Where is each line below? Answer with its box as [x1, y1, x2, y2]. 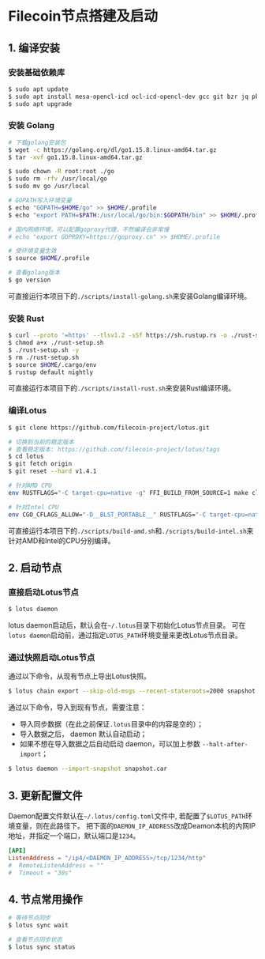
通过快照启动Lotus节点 [8, 652, 95, 663]
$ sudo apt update [8, 85, 69, 93]
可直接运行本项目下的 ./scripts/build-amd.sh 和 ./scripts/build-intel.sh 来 [8, 526, 254, 535]
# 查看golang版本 [8, 269, 61, 277]
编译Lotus [8, 405, 47, 416]
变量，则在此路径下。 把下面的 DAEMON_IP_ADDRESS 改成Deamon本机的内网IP [14, 821, 256, 830]
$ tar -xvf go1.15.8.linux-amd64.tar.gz [8, 153, 144, 161]
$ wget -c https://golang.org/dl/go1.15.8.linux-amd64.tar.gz [8, 145, 217, 154]
